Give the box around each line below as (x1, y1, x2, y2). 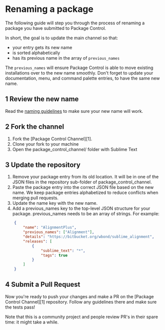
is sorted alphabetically (12, 50, 61, 56)
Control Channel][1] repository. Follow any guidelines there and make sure (5, 299, 157, 305)
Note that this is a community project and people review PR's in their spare (5, 314, 158, 320)
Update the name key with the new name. (12, 200, 98, 206)
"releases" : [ (23, 239, 52, 244)
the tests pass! (5, 304, 36, 310)
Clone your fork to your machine (12, 141, 79, 147)
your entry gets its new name (12, 44, 73, 50)
